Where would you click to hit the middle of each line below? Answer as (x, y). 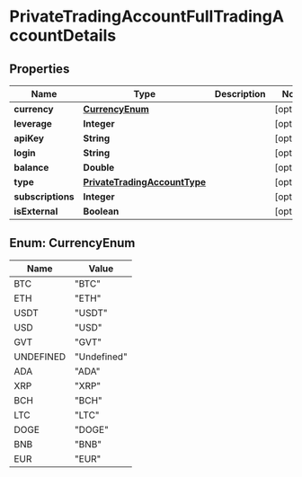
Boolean (101, 211)
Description (240, 94)
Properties (40, 69)
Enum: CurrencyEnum (72, 243)
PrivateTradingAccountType (145, 182)
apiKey (29, 138)
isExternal (36, 211)
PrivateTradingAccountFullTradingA (147, 17)
